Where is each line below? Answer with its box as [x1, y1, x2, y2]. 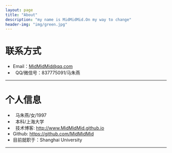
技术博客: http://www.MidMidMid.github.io [15, 125, 104, 131]
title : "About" [5, 12, 38, 17]
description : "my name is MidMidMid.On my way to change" [5, 17, 132, 22]
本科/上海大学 [15, 119, 45, 125]
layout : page [5, 7, 33, 13]
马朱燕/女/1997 [15, 112, 47, 118]
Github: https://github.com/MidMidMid [12, 131, 94, 137]
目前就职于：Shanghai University [12, 137, 82, 143]
